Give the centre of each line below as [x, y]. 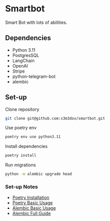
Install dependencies [27, 147]
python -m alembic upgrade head [38, 174]
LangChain [23, 61]
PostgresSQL [26, 55]
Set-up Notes [22, 187]
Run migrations [21, 165]
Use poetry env [21, 128]
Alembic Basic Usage [34, 208]
